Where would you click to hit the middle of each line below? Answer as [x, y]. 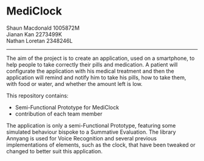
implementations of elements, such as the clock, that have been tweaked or [101, 145]
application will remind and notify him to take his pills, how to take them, [96, 77]
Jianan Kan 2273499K [34, 34]
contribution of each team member [59, 114]
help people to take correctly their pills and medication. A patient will [92, 64]
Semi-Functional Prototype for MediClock [67, 107]
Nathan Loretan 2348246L [39, 41]
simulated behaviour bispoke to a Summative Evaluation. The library [91, 132]
